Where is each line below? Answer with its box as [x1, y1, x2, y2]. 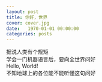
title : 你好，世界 [6, 14, 48, 20]
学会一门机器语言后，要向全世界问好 [6, 56, 96, 63]
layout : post [6, 8, 39, 15]
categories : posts [6, 31, 52, 37]
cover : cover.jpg [6, 20, 50, 26]
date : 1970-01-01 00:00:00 [6, 25, 79, 32]
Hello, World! [6, 62, 38, 69]
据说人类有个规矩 [6, 48, 49, 56]
